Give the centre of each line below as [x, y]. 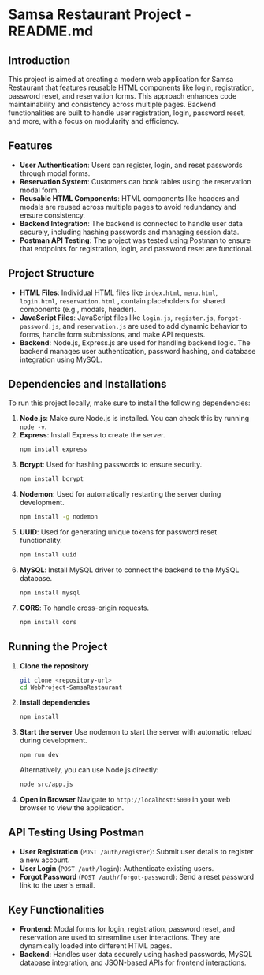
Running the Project [58, 647]
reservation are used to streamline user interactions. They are [120, 937]
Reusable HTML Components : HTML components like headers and [129, 198]
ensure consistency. [52, 215]
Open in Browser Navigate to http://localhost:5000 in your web [125, 799]
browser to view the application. [72, 808]
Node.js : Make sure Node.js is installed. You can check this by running [134, 419]
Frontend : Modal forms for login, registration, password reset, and [127, 928]
